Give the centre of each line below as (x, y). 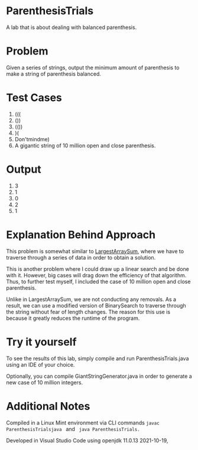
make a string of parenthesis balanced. (54, 74)
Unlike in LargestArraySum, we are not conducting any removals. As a (91, 299)
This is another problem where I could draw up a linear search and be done (98, 269)
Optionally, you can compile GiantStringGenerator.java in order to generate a (99, 376)
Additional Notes (48, 406)
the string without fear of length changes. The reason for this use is (88, 312)
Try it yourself (41, 342)
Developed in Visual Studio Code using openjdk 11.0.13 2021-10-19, (87, 440)
